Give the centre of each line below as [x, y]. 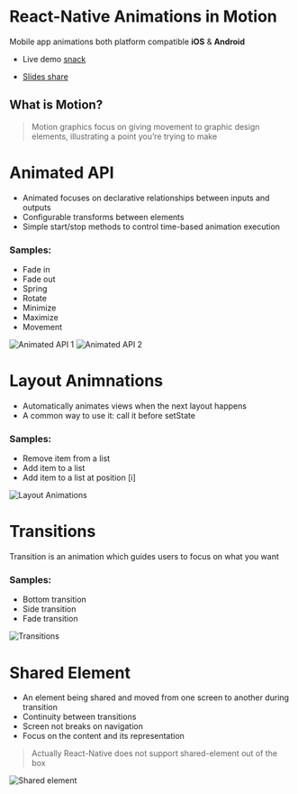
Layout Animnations [86, 381]
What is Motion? [56, 105]
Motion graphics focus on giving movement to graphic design [145, 126]
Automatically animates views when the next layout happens [135, 406]
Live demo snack [54, 59]
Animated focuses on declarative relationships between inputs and [146, 198]
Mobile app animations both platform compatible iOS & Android [127, 42]
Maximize [40, 317]
